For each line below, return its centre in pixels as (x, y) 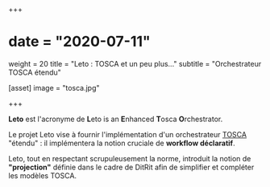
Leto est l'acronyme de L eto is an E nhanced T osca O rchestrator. (116, 119)
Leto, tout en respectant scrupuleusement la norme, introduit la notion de (130, 158)
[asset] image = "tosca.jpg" (54, 87)
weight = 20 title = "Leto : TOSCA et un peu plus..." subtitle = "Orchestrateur (135, 63)
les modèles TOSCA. (43, 175)
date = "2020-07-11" (79, 42)
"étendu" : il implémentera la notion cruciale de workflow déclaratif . (122, 143)
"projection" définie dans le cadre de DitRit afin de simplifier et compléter (131, 167)
